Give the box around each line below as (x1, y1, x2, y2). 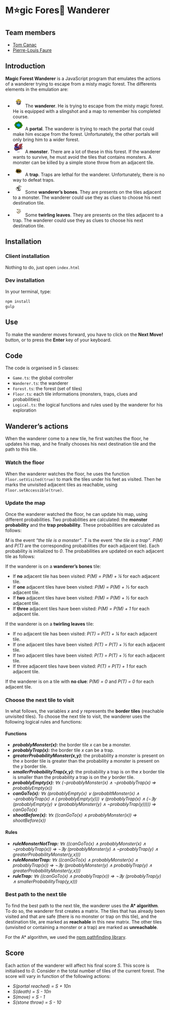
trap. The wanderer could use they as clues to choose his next (12, 217, 144, 223)
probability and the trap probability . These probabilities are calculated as (5, 522, 160, 528)
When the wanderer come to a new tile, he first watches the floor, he (5, 436, 149, 442)
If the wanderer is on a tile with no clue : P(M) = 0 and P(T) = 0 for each (5, 678, 154, 684)
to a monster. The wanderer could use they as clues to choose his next (12, 194, 161, 200)
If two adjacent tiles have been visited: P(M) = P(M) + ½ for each (12, 594, 149, 601)
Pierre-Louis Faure (12, 47, 52, 53)
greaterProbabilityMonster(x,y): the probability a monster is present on (12, 753, 164, 759)
